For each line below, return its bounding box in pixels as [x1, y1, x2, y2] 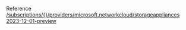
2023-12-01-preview [6, 18, 56, 24]
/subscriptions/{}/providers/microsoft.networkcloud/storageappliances [6, 11, 180, 18]
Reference [6, 5, 31, 12]
